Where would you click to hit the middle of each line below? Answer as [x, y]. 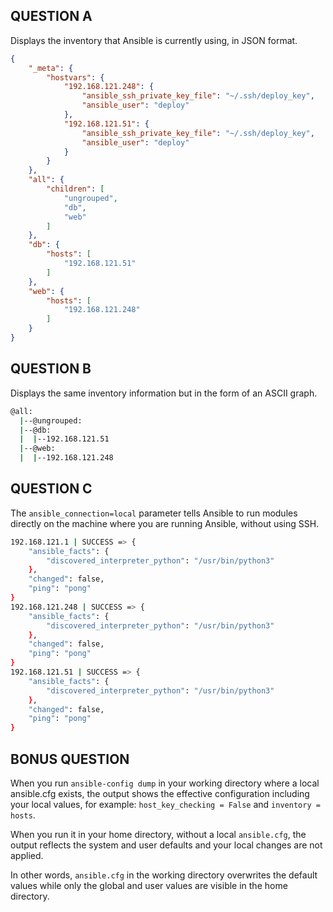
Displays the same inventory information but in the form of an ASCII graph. [164, 393]
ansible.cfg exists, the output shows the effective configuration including [160, 793]
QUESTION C [51, 489]
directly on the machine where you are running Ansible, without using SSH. [165, 523]
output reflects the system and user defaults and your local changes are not [166, 845]
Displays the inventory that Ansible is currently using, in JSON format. [154, 40]
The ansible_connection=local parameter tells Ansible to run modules [154, 513]
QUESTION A [51, 16]
